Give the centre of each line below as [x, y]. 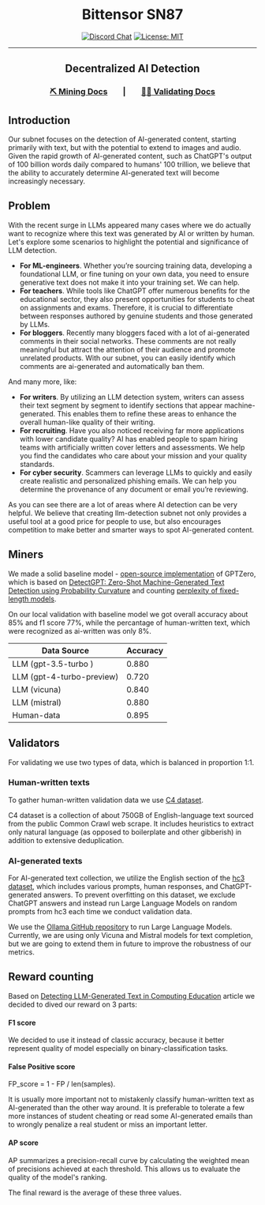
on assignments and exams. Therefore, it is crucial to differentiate [126, 307]
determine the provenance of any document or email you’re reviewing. [134, 489]
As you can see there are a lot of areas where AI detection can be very [123, 504]
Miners [26, 555]
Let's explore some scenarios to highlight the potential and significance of [129, 242]
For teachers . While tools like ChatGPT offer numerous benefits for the [135, 291]
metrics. [22, 952]
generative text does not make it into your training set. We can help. [130, 282]
